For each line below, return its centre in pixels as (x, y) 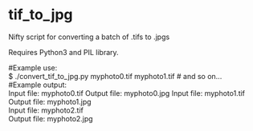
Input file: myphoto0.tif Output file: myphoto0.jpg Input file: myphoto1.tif (127, 93)
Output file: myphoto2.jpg (51, 118)
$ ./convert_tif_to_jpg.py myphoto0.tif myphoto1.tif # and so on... (115, 76)
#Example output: (37, 85)
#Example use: (33, 67)
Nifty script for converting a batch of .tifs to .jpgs (89, 37)
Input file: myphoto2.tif (46, 110)
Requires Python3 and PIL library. (63, 52)
